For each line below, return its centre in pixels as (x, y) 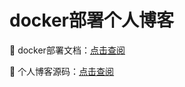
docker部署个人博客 (91, 20)
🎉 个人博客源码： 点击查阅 (62, 71)
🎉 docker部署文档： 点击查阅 (67, 50)
